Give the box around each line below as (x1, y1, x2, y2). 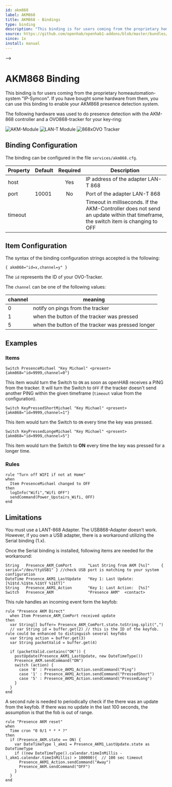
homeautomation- (118, 90, 156, 96)
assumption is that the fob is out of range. (5, 710, 94, 716)
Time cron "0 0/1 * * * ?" (10, 729, 68, 734)
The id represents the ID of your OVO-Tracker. (5, 274, 103, 280)
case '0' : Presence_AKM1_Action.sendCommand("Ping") (18, 667, 137, 672)
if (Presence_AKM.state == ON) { (10, 737, 81, 742)
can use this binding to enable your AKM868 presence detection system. (5, 100, 159, 107)
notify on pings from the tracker (33, 305, 109, 312)
